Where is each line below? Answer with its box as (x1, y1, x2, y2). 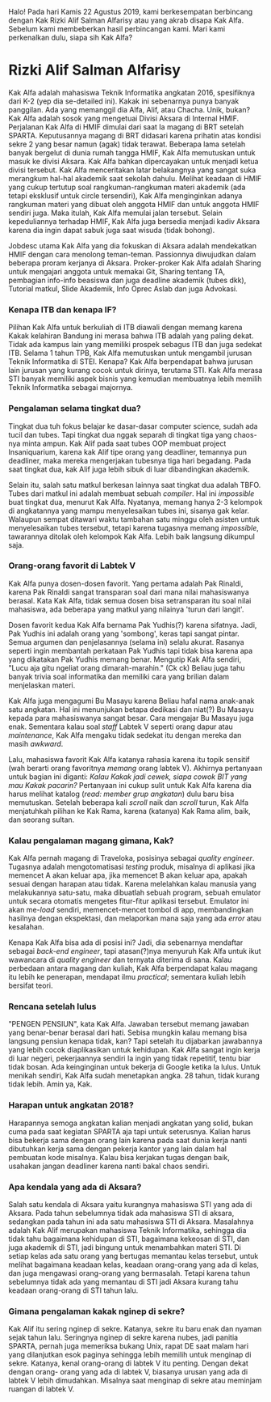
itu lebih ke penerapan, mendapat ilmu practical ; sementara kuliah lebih (8, 972, 246, 982)
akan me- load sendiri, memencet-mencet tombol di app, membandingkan (8, 905, 254, 915)
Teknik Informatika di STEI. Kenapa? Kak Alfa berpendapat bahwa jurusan (8, 357, 253, 366)
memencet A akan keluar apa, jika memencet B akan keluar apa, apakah (8, 870, 248, 880)
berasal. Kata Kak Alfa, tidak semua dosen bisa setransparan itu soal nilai (8, 595, 252, 605)
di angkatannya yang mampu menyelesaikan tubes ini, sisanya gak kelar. (8, 506, 250, 515)
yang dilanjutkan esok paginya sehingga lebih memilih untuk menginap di (8, 1350, 252, 1360)
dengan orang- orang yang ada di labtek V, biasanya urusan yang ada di (8, 1367, 248, 1377)
